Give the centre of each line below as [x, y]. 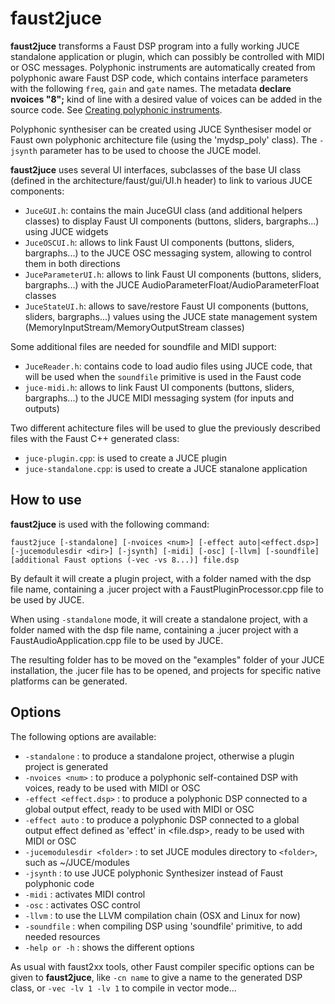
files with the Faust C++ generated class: [95, 438]
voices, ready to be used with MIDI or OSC [112, 788]
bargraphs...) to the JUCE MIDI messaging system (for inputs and [159, 398]
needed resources [62, 936]
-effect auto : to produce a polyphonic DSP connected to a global [162, 819]
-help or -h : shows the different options [109, 947]
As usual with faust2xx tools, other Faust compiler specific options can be [162, 966]
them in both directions [72, 263]
